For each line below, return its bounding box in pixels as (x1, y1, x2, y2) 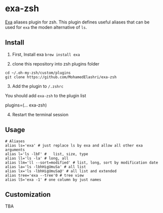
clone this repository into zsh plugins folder (12, 61, 100, 66)
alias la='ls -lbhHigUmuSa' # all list (5, 164, 86, 169)
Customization (5, 190, 51, 198)
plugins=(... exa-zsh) (5, 102, 47, 108)
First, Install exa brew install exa (12, 51, 81, 57)
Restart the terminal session (12, 111, 69, 117)
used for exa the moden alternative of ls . (5, 24, 87, 30)
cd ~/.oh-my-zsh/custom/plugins (5, 70, 71, 75)
